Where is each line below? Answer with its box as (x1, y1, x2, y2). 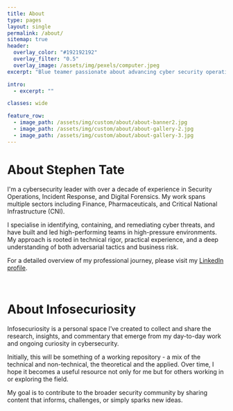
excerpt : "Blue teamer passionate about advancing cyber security (7, 68, 203, 75)
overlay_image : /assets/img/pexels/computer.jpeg (13, 62, 159, 69)
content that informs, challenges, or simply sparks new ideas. (7, 396, 183, 404)
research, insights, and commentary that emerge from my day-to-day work (7, 332, 222, 340)
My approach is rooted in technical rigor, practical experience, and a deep (7, 235, 218, 243)
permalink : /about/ (7, 29, 64, 37)
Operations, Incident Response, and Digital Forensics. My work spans (7, 192, 206, 200)
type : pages (7, 17, 42, 24)
